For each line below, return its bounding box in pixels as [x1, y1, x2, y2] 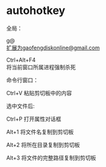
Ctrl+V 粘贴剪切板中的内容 [6, 89, 72, 96]
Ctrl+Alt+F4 [6, 56, 36, 63]
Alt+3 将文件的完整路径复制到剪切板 [6, 154, 96, 162]
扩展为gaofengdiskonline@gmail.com [6, 44, 100, 51]
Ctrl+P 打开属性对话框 [6, 115, 62, 123]
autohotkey [6, 4, 66, 18]
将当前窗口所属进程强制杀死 [6, 63, 76, 71]
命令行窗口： [6, 76, 38, 83]
